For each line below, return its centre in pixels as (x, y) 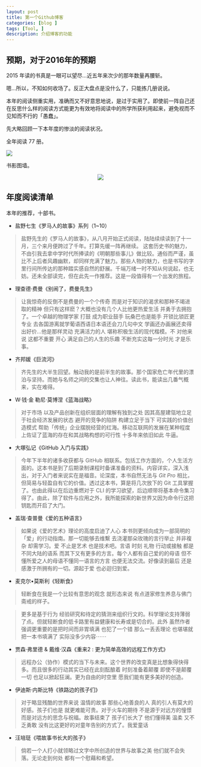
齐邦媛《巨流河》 (36, 359)
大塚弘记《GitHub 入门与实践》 (53, 447)
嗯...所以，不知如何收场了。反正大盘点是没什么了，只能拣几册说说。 (90, 88)
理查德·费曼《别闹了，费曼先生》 (55, 288)
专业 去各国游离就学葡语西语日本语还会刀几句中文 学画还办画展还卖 (103, 324)
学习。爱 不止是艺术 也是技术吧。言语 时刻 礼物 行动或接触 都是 (116, 546)
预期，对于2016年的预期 (51, 60)
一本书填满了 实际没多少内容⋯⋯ (66, 636)
